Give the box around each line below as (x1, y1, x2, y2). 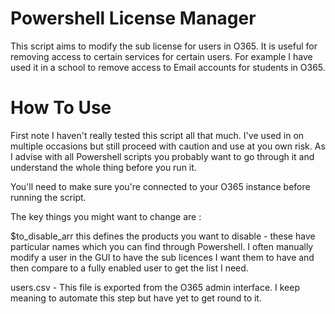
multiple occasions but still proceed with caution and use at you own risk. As (10, 140, 326, 152)
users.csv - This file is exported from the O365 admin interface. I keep (10, 281, 300, 293)
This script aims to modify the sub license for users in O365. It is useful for (10, 40, 318, 52)
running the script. (10, 191, 87, 203)
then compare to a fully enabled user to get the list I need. (10, 262, 249, 274)
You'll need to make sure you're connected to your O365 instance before (10, 180, 311, 192)
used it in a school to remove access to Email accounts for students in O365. (10, 61, 326, 73)
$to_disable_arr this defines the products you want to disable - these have (10, 230, 316, 242)
